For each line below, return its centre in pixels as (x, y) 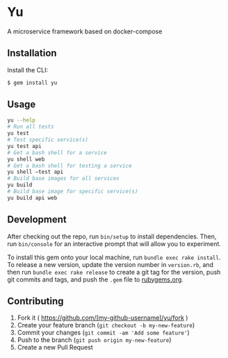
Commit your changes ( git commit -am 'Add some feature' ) (103, 333)
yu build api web (32, 198)
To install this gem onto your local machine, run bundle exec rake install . (114, 257)
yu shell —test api (35, 172)
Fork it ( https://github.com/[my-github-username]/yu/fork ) (103, 318)
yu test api (24, 146)
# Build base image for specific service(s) (73, 192)
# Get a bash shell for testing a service (70, 165)
